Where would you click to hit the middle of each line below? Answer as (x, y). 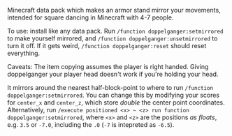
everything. (24, 53)
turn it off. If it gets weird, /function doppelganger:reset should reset (107, 46)
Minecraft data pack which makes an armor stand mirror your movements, (114, 10)
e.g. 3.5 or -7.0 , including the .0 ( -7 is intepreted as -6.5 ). (91, 124)
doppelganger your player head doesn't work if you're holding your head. (113, 74)
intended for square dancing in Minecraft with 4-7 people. (90, 17)
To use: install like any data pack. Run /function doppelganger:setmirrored (115, 31)
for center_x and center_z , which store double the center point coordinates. (116, 103)
